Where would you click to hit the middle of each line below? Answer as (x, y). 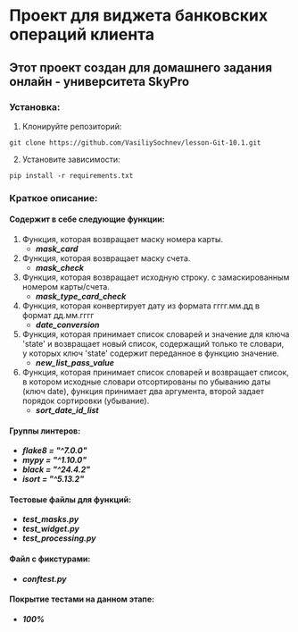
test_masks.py (50, 519)
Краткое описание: (54, 198)
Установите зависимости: (71, 159)
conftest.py (44, 578)
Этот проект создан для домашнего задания (141, 67)
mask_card (57, 249)
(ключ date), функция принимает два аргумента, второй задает (143, 391)
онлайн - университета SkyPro (99, 81)
